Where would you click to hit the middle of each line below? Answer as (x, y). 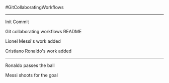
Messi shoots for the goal (31, 75)
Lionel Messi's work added (33, 41)
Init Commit (17, 22)
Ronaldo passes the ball (30, 65)
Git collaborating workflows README (44, 31)
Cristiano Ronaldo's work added (38, 51)
